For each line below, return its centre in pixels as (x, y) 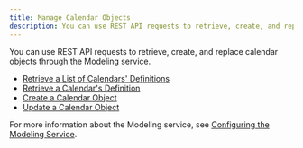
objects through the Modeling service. (80, 61)
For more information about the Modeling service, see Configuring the (140, 124)
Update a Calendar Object (71, 107)
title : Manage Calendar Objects (70, 17)
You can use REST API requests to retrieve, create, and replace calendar (144, 51)
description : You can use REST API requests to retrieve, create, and (145, 26)
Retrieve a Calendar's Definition (81, 88)
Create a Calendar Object (69, 97)
